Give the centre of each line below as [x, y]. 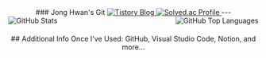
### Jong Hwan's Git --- [133, 12]
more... [133, 47]
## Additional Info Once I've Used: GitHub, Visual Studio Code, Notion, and [133, 39]
